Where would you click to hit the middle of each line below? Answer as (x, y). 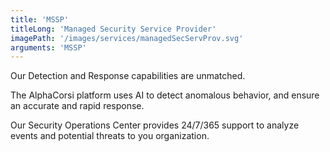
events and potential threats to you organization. (110, 136)
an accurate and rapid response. (77, 106)
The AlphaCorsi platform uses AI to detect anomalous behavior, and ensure (165, 95)
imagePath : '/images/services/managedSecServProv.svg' (127, 38)
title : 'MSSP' (40, 19)
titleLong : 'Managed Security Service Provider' (113, 29)
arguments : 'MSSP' (48, 47)
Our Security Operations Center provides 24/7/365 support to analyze (155, 125)
